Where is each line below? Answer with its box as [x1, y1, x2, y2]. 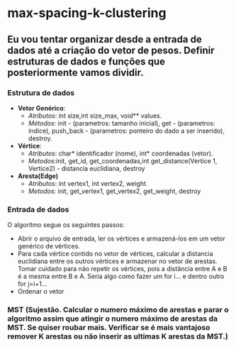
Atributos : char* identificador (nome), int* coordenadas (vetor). [28, 149, 213, 158]
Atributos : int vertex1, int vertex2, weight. [28, 179, 148, 187]
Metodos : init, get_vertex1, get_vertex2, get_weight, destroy [28, 187, 201, 195]
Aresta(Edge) [17, 172, 59, 180]
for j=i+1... [17, 280, 47, 288]
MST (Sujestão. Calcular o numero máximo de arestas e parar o [7, 305, 229, 315]
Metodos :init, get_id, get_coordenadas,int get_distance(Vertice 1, [28, 156, 218, 165]
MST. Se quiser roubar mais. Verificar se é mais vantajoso [7, 323, 210, 333]
